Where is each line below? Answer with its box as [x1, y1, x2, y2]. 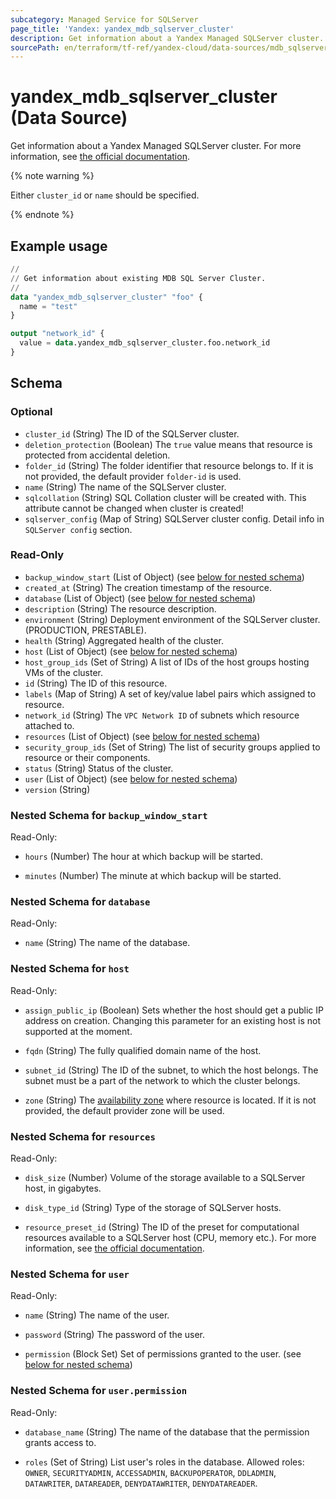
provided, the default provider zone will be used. [24, 1104, 225, 1116]
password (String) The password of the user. [24, 1329, 206, 1341]
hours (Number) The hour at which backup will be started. [24, 851, 263, 863]
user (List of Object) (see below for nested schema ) [24, 772, 238, 785]
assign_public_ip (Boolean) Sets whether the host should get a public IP [24, 1004, 324, 1016]
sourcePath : [10, 42, 60, 53]
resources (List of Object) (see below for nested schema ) [24, 730, 261, 742]
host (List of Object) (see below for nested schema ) [24, 645, 238, 657]
